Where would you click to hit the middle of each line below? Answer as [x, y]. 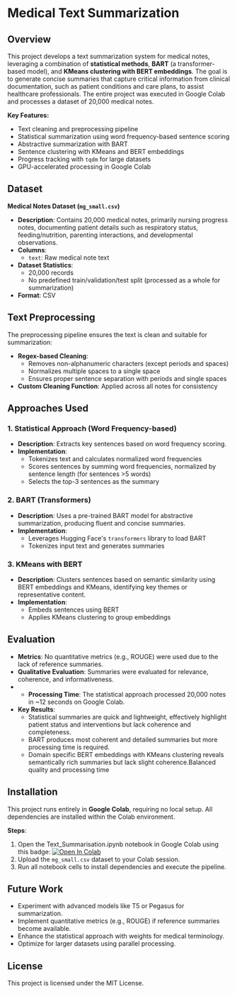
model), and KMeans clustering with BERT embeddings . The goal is [127, 71]
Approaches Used [48, 408]
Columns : [32, 250]
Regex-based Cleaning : [53, 355]
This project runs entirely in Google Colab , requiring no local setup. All [110, 809]
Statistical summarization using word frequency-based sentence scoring [123, 137]
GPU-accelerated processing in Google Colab [84, 167]
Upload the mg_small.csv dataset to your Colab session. [99, 859]
